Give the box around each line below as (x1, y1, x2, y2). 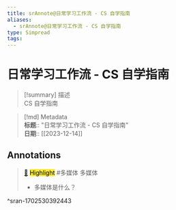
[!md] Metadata (23, 113, 68, 121)
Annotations (7, 149, 61, 161)
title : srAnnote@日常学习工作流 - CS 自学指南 (7, 10, 131, 17)
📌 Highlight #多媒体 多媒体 (23, 168, 98, 177)
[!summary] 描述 (23, 91, 70, 99)
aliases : (7, 16, 32, 23)
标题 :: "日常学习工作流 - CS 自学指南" (23, 121, 129, 130)
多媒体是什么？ (33, 183, 76, 191)
